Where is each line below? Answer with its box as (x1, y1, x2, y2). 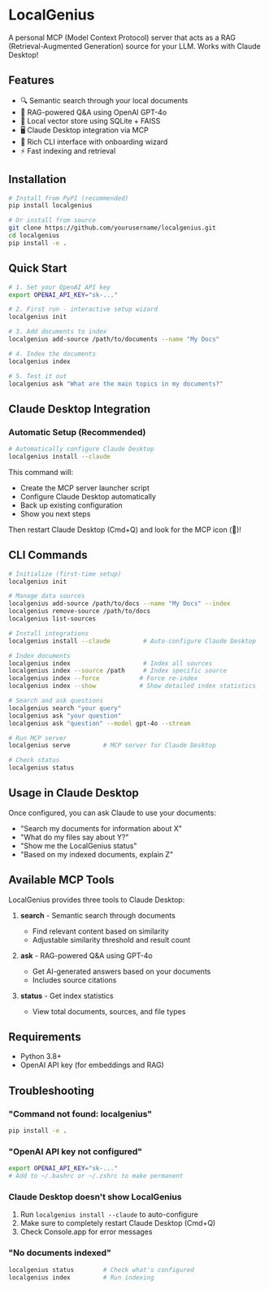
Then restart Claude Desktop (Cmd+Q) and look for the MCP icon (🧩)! (8, 525, 242, 534)
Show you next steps (20, 508, 91, 518)
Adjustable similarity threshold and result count (32, 935, 191, 944)
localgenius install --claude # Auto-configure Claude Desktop (8, 637, 256, 645)
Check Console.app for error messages (20, 1227, 153, 1237)
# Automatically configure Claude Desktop (8, 445, 154, 453)
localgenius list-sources (8, 615, 96, 623)
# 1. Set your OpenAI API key (8, 283, 111, 291)
